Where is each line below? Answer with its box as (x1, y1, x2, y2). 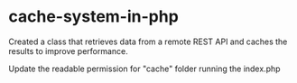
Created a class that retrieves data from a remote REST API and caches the (8, 36, 288, 47)
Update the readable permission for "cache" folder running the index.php (8, 63, 281, 74)
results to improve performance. (8, 45, 128, 56)
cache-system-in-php (8, 6, 180, 27)
